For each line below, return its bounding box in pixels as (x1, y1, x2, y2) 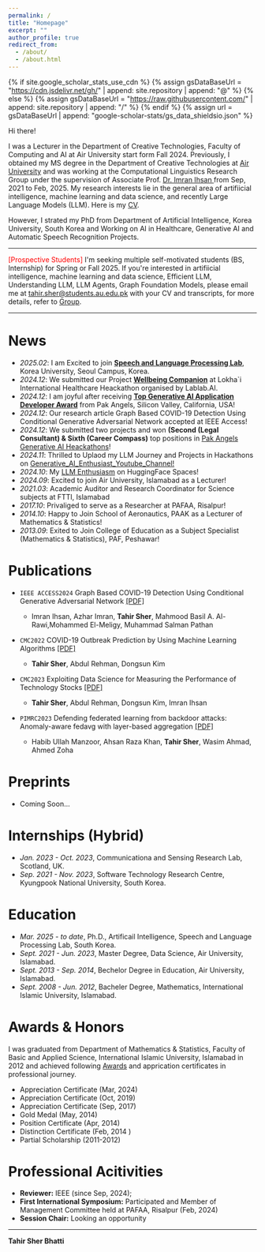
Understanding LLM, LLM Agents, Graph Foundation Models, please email (8, 279, 248, 289)
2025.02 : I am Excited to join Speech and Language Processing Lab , (19, 358, 244, 367)
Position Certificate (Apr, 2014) (19, 1118, 121, 1127)
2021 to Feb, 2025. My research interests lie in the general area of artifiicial (8, 183, 252, 193)
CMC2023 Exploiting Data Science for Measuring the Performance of (19, 674, 237, 684)
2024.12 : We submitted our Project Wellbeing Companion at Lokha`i (19, 374, 242, 384)
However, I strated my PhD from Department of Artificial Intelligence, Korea (8, 215, 252, 225)
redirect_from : (8, 41, 58, 49)
